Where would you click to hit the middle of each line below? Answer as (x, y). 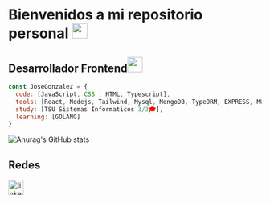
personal (39, 33)
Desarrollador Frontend (68, 68)
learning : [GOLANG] (48, 117)
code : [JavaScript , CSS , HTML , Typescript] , (93, 94)
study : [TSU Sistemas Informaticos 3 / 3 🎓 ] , (89, 109)
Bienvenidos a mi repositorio (106, 15)
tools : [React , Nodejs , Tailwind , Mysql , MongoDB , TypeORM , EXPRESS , (134, 101)
